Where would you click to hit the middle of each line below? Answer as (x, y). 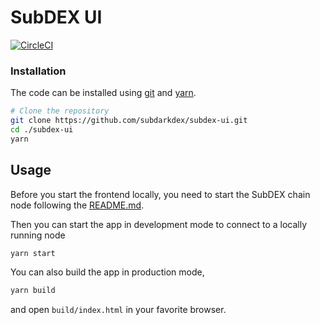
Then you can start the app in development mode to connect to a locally (159, 224)
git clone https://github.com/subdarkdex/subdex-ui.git (129, 121)
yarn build (33, 291)
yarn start (33, 253)
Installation (38, 71)
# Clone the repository (60, 111)
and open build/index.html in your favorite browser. (118, 310)
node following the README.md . (77, 205)
